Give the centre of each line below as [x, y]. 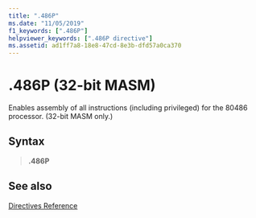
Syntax [27, 142]
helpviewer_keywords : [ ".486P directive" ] [81, 38]
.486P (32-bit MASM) [82, 86]
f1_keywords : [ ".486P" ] [48, 31]
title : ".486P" [34, 16]
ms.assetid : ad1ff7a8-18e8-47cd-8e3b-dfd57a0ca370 [95, 46]
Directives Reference [43, 205]
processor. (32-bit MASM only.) [61, 117]
